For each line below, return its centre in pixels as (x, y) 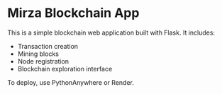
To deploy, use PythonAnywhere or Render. (71, 82)
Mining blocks (38, 54)
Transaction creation (48, 46)
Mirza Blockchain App (73, 13)
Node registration (43, 61)
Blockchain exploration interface (65, 69)
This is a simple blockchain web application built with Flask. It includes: (111, 33)
